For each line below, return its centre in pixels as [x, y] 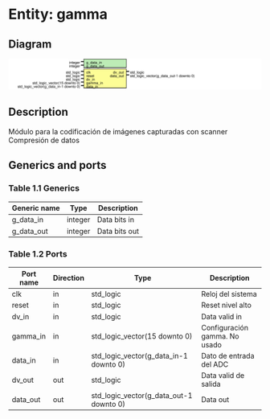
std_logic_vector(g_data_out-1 [142, 395]
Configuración [225, 327]
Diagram [30, 44]
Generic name [36, 208]
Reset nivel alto [226, 305]
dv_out [23, 380]
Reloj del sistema [229, 294]
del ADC [215, 364]
